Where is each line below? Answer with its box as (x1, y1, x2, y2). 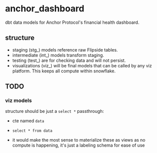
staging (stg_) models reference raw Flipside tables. (12, 47, 118, 52)
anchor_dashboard (5, 3, 85, 14)
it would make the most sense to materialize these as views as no (12, 137, 146, 143)
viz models (5, 97, 32, 104)
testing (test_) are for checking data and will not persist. (12, 57, 126, 63)
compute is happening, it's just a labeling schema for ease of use (12, 142, 145, 149)
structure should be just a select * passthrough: (5, 108, 104, 114)
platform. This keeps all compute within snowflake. (12, 68, 116, 74)
